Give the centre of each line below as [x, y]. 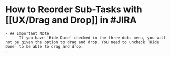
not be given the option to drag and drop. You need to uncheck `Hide [82, 42]
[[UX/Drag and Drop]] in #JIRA [71, 20]
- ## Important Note [27, 33]
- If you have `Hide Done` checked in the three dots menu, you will [90, 38]
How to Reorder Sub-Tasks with [74, 9]
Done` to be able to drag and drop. [44, 46]
